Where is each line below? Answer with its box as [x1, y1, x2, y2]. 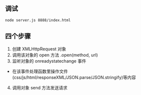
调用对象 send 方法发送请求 [12, 84, 68, 91]
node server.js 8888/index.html [5, 17, 71, 23]
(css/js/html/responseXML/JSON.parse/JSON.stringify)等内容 [12, 74, 136, 80]
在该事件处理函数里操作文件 [12, 68, 68, 74]
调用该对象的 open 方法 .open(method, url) [12, 52, 99, 58]
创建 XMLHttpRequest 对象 [12, 46, 67, 52]
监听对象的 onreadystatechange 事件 [12, 58, 86, 64]
